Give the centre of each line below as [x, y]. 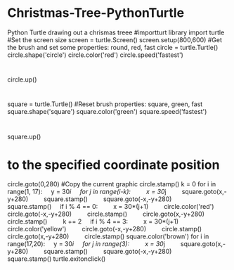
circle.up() [22, 79]
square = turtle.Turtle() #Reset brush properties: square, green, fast [105, 104]
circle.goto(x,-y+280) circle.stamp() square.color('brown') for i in [108, 236]
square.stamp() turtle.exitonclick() [57, 259]
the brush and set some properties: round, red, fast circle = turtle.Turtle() [113, 47]
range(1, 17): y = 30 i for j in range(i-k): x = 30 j [87, 192]
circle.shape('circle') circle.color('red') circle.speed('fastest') [96, 55]
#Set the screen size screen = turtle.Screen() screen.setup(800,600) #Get [115, 39]
